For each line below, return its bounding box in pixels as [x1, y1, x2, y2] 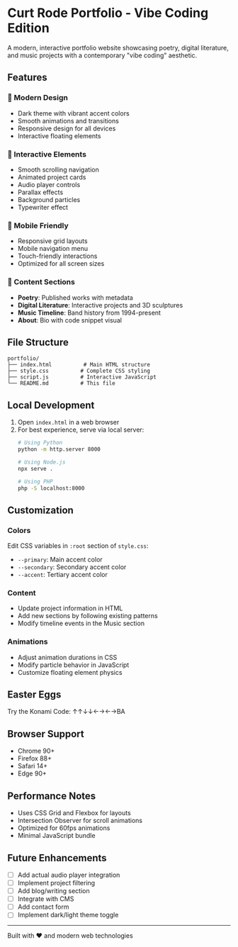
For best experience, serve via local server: [17, 425, 144, 434]
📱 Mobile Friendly [7, 220, 69, 230]
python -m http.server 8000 [17, 446, 101, 453]
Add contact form [17, 902, 69, 912]
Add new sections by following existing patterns [17, 612, 158, 620]
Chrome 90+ [17, 746, 55, 756]
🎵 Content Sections [7, 277, 76, 287]
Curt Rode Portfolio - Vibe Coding [7, 5, 209, 21]
